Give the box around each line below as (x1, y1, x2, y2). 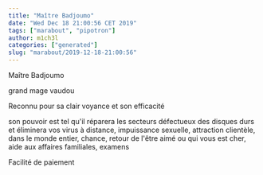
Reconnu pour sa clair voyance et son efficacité (8, 101, 165, 111)
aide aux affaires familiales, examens (8, 142, 130, 151)
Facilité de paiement (8, 157, 75, 167)
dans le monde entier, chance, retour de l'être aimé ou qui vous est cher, (8, 134, 246, 143)
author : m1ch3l (8, 33, 59, 42)
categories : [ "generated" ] (8, 41, 98, 49)
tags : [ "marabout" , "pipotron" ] (8, 26, 116, 34)
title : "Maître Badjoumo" (8, 11, 94, 20)
